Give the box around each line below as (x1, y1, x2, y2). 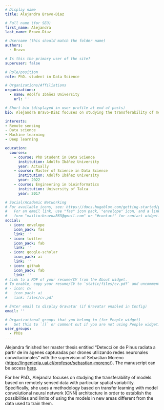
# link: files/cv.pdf (5, 295, 54, 300)
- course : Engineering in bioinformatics (14, 182, 99, 187)
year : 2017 (18, 191, 41, 196)
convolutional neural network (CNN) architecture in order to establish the (5, 390, 152, 396)
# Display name (5, 7, 36, 12)
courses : (9, 150, 27, 155)
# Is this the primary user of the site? (5, 56, 91, 61)
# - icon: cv (5, 286, 32, 291)
